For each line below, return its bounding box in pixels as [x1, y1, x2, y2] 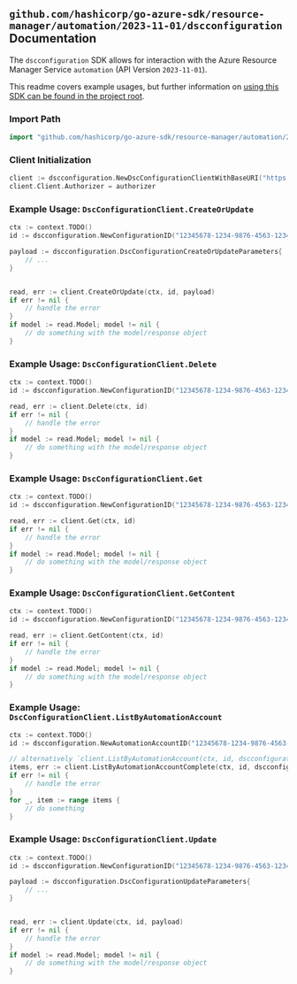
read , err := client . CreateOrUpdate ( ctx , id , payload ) [9, 288, 216, 296]
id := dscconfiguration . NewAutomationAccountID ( [9, 739, 192, 748]
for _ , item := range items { [9, 796, 121, 804]
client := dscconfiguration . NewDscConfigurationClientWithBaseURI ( [9, 173, 263, 183]
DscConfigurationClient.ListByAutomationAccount [9, 712, 223, 723]
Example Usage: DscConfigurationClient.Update [9, 833, 217, 845]
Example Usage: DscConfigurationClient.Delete [9, 357, 217, 370]
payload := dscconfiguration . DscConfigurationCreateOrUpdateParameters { [9, 248, 283, 257]
